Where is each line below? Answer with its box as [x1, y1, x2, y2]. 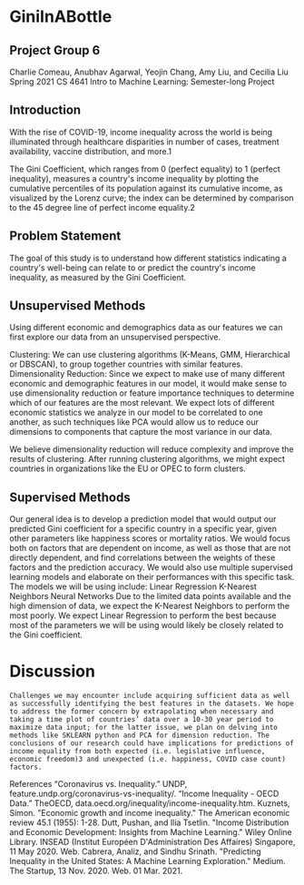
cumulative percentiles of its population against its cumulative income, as [9, 182, 283, 193]
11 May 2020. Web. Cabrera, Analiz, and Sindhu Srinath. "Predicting [9, 846, 261, 857]
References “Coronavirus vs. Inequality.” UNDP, [9, 779, 188, 790]
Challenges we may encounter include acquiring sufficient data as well [9, 692, 290, 701]
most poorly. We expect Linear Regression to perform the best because [9, 610, 277, 621]
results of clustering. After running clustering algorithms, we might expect [9, 454, 286, 465]
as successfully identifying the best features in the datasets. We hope [9, 699, 295, 709]
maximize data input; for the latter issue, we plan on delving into [9, 723, 279, 733]
